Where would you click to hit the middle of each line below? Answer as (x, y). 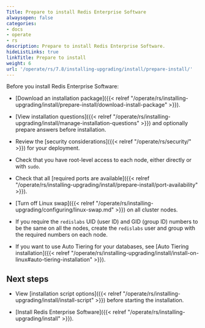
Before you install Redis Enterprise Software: (63, 86)
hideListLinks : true (33, 52)
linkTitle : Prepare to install (46, 58)
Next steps (28, 279)
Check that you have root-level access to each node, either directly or (103, 160)
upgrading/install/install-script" (54, 300)
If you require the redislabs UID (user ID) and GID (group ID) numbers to (106, 222)
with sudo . (28, 167)
